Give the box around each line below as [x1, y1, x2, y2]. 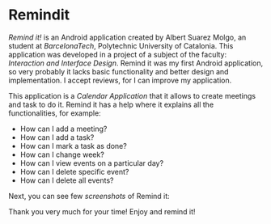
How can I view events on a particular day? [19, 158, 164, 167]
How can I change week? [19, 150, 105, 159]
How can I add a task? [19, 132, 95, 142]
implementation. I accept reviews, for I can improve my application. [8, 75, 232, 85]
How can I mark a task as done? [19, 141, 127, 150]
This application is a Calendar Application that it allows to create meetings [8, 91, 256, 100]
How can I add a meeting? [19, 124, 108, 133]
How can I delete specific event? [19, 167, 129, 176]
